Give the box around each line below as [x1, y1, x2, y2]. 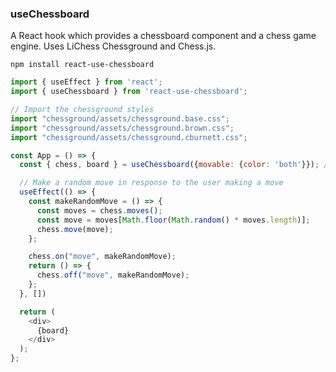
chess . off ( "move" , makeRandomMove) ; [36, 270, 190, 281]
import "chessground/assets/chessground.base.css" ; [10, 113, 230, 124]
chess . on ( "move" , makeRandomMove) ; [28, 252, 177, 262]
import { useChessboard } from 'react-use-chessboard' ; [10, 87, 248, 97]
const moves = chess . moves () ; [36, 205, 163, 216]
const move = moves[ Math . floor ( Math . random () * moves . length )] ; [36, 215, 311, 225]
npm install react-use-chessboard [10, 60, 155, 70]
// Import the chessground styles [10, 105, 155, 115]
